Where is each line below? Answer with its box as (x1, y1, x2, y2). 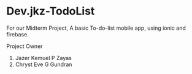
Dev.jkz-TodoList (6, 4, 95, 18)
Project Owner (6, 42, 43, 50)
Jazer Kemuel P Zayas (15, 54, 72, 61)
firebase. (6, 30, 29, 38)
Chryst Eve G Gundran (15, 61, 72, 68)
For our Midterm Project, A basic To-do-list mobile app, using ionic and (6, 24, 186, 32)
